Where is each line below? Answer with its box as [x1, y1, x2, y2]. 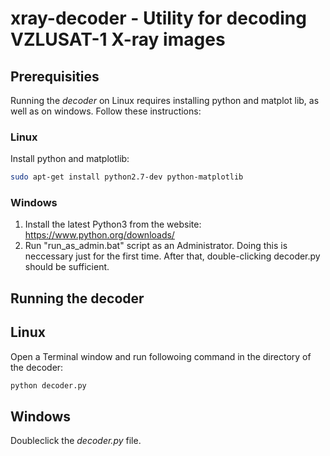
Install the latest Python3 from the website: [24, 218, 202, 231]
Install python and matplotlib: [10, 153, 130, 165]
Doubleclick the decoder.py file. [10, 435, 142, 447]
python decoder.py [10, 380, 87, 391]
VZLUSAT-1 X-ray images [10, 28, 226, 51]
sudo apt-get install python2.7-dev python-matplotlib [10, 172, 244, 182]
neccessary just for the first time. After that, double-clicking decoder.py [24, 250, 321, 262]
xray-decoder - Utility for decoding [10, 7, 307, 30]
